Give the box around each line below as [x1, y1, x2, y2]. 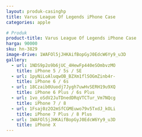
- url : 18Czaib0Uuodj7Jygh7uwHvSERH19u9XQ [11, 84, 116, 90]
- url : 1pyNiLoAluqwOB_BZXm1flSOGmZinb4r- [11, 73, 116, 79]
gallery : [6, 57, 27, 63]
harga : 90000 [6, 41, 38, 47]
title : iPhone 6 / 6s [16, 79, 69, 85]
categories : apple [6, 19, 51, 25]
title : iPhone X [16, 122, 56, 128]
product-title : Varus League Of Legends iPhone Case [6, 36, 137, 41]
